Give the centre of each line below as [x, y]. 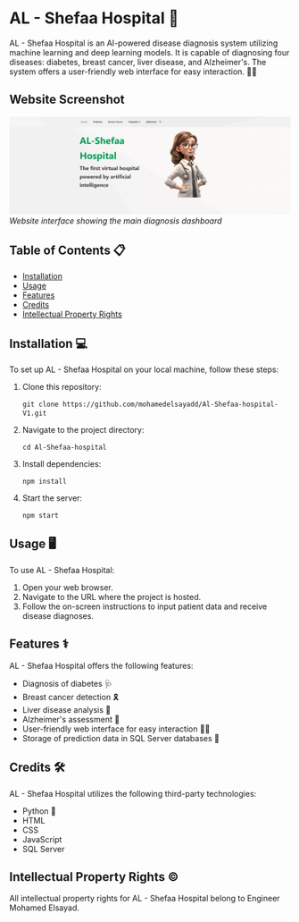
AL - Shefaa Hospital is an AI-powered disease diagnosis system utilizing [144, 43]
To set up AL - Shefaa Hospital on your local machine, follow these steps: [144, 369]
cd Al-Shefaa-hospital [64, 448]
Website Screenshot [67, 100]
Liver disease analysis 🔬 [66, 709]
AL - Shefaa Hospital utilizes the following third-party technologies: [133, 793]
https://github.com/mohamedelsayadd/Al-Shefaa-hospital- [170, 405]
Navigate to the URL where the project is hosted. [112, 596]
